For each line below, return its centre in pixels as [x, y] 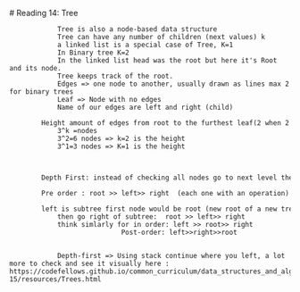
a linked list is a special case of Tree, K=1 [145, 45]
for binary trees [42, 92]
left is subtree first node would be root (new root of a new [159, 209]
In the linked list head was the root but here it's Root [167, 61]
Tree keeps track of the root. [115, 76]
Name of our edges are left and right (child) [145, 107]
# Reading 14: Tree [44, 13]
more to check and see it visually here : [89, 263]
